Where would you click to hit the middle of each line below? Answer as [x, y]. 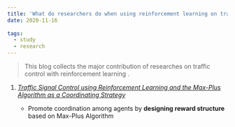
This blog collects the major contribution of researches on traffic [117, 66]
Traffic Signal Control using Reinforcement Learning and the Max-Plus [119, 87]
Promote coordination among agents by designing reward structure [126, 108]
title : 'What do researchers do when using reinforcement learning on [112, 14]
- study [25, 40]
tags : [15, 33]
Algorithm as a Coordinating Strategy [71, 95]
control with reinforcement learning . [77, 74]
